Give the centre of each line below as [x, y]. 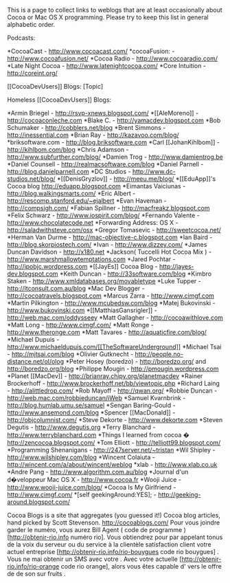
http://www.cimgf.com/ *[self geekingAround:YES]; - [82, 495]
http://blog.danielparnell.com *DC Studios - [69, 172]
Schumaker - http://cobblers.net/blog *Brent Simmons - [87, 128]
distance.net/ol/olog [35, 361]
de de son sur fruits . [37, 574]
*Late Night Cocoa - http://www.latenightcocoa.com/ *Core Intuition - [106, 66]
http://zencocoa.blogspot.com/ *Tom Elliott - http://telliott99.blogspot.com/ [114, 442]
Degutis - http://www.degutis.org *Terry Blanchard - [81, 427]
